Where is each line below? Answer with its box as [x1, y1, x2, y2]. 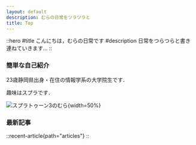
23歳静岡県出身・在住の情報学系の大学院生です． [6, 76, 128, 83]
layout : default [6, 8, 47, 15]
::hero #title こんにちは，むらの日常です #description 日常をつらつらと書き [6, 37, 191, 45]
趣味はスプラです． [6, 88, 54, 96]
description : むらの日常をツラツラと [6, 14, 91, 20]
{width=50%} [67, 102, 101, 109]
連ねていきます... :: [6, 45, 53, 52]
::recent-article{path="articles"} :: [6, 132, 90, 139]
